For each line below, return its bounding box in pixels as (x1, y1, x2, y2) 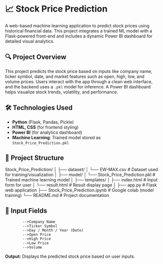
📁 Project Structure (5, 154, 64, 162)
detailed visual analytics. (5, 38, 54, 44)
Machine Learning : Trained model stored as (12, 134, 101, 141)
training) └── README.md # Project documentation (5, 193, 109, 198)
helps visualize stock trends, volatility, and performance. (5, 89, 118, 95)
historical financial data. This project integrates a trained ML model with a (5, 28, 152, 34)
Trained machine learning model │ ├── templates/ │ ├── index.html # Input (5, 177, 158, 183)
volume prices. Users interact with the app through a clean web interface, (5, 78, 153, 85)
